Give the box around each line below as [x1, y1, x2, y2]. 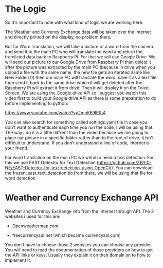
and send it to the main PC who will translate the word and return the [5, 49, 143, 54]
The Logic [5, 3, 46, 15]
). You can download [111, 164, 153, 171]
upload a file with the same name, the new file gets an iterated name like [5, 69, 150, 75]
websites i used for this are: [5, 213, 61, 219]
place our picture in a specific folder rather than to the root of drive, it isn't [5, 135, 154, 141]
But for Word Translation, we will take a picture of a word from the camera [5, 43, 153, 49]
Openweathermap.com [12, 223, 58, 229]
